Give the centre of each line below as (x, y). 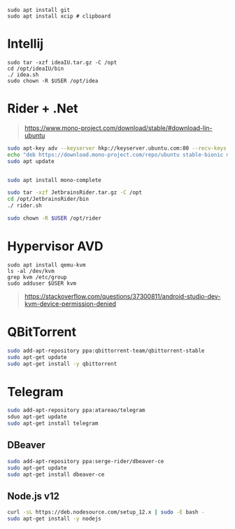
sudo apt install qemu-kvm (47, 265)
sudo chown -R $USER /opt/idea (53, 80)
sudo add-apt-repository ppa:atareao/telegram (76, 410)
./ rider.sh (24, 206)
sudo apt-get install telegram (53, 423)
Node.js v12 (33, 496)
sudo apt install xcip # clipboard (59, 16)
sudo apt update (31, 161)
